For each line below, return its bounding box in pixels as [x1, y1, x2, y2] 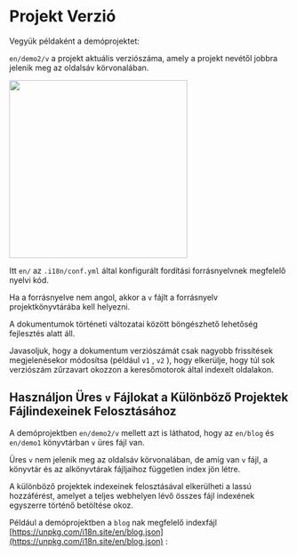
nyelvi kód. [9, 274, 49, 286]
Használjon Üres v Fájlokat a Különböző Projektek [9, 390, 289, 406]
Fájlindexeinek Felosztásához [9, 404, 177, 419]
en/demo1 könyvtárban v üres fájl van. [9, 437, 145, 447]
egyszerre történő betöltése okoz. [9, 500, 133, 511]
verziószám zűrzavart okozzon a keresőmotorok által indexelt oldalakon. [9, 364, 274, 374]
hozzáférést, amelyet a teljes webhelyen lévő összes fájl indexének [9, 490, 255, 501]
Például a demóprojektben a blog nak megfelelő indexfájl [9, 517, 218, 527]
